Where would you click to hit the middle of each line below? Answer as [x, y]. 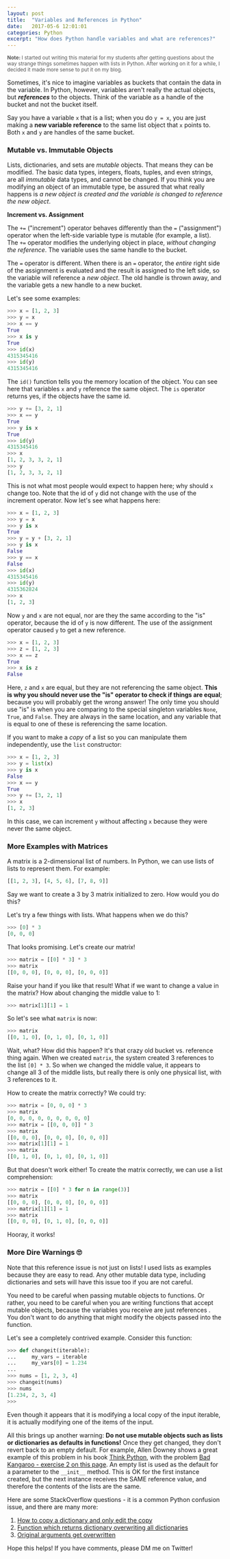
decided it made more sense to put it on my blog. [65, 70]
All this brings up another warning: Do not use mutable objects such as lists [115, 1435]
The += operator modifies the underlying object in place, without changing [112, 243]
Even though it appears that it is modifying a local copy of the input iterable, [114, 1414]
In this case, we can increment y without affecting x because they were [107, 822]
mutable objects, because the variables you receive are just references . [109, 1310]
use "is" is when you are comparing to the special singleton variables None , [112, 709]
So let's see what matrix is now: [52, 1018]
